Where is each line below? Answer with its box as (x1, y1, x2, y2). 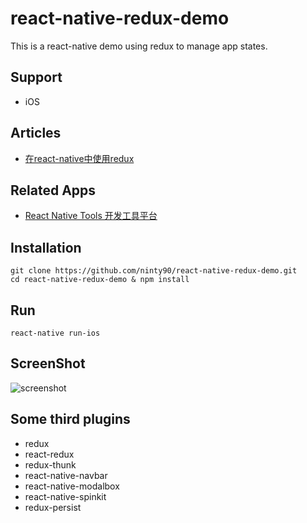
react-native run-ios (10, 328, 101, 338)
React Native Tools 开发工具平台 (24, 210, 158, 222)
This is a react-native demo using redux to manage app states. (10, 40, 268, 52)
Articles (10, 125, 62, 142)
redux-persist (24, 501, 82, 513)
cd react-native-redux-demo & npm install (10, 275, 190, 285)
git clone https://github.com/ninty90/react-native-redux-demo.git (10, 266, 298, 276)
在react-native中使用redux (24, 152, 135, 164)
